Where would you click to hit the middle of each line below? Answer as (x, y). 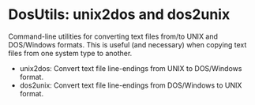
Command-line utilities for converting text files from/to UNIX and (113, 36)
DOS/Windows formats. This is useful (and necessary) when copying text (127, 44)
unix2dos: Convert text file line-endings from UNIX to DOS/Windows (131, 68)
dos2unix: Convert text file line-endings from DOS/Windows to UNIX (131, 85)
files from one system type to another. (70, 53)
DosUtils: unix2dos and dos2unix (119, 15)
